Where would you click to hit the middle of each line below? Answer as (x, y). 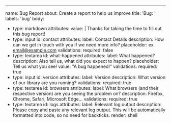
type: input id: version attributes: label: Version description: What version (89, 77)
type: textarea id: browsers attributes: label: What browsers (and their (85, 88)
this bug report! (29, 34)
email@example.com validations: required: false (63, 50)
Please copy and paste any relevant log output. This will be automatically (89, 110)
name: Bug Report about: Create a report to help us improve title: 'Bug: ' (81, 13)
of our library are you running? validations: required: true (72, 83)
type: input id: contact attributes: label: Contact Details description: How (88, 39)
